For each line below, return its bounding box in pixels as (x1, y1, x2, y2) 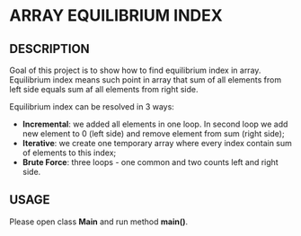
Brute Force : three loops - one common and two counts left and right (22, 157, 279, 167)
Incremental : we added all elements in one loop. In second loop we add (22, 118, 288, 129)
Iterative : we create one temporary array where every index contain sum (22, 138, 292, 148)
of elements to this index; (22, 147, 117, 158)
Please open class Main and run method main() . (9, 216, 189, 227)
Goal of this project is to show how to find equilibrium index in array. (9, 65, 261, 75)
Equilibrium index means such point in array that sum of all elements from (9, 74, 281, 85)
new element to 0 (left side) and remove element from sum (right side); (22, 128, 285, 139)
